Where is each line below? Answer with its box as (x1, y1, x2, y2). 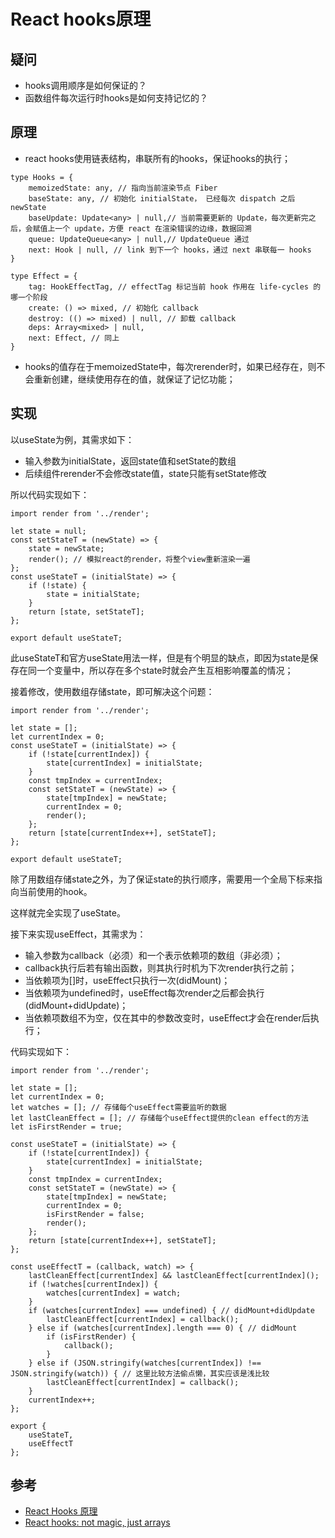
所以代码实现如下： (10, 488, 90, 500)
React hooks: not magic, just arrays (24, 1516, 171, 1529)
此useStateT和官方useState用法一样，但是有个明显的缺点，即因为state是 (10, 651, 310, 664)
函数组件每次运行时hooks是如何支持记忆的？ (24, 92, 208, 104)
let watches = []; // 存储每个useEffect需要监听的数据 (10, 1102, 227, 1112)
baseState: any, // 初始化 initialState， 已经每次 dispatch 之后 (28, 193, 296, 204)
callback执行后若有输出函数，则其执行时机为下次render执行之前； (24, 961, 298, 974)
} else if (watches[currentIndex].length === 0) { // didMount (28, 1323, 298, 1333)
